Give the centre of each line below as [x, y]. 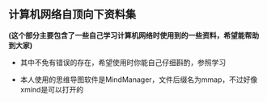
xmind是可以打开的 [51, 89]
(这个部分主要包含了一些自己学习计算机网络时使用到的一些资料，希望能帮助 [134, 35]
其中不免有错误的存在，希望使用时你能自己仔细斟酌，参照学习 [123, 62]
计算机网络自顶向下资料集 [72, 14]
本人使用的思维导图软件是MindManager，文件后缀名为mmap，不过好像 [139, 80]
